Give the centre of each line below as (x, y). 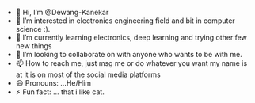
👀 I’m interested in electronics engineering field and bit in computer (125, 21)
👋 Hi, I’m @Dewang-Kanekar (62, 12)
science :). (33, 29)
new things (34, 46)
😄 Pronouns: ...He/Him (53, 83)
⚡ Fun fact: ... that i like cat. (60, 92)
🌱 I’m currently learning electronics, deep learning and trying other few (131, 37)
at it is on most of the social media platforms (88, 74)
